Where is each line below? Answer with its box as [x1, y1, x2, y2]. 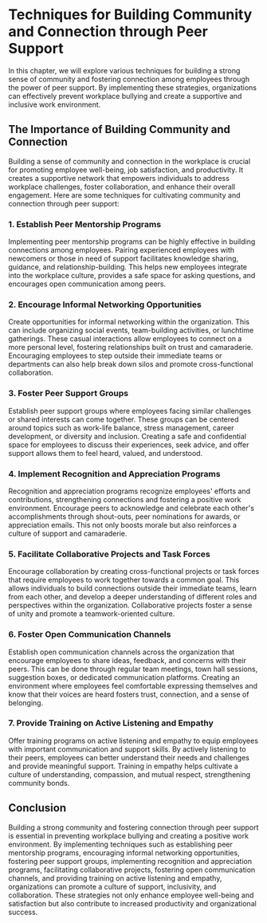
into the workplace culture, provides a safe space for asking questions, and [8, 271, 256, 281]
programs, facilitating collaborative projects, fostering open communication [8, 865, 256, 874]
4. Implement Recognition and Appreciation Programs [8, 468, 221, 479]
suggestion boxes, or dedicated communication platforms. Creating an [8, 672, 240, 682]
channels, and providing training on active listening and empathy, [8, 873, 222, 882]
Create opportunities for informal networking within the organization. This [8, 317, 249, 327]
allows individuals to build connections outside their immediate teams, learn [8, 583, 257, 593]
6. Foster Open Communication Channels [8, 629, 171, 640]
